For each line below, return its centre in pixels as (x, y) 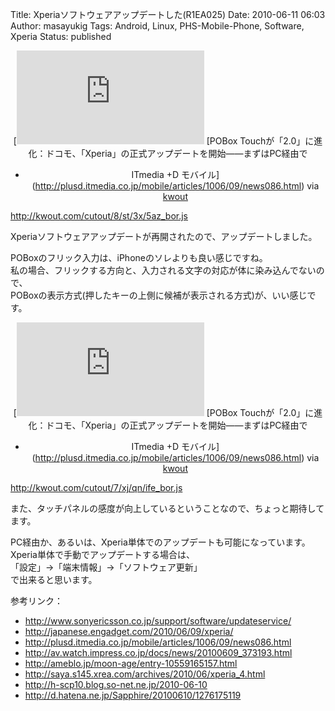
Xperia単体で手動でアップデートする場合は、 (102, 554)
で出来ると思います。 (54, 579)
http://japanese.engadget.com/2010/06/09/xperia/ (129, 631)
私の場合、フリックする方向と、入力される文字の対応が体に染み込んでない (163, 270)
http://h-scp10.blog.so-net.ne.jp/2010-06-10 (116, 684)
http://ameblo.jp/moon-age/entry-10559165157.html (131, 663)
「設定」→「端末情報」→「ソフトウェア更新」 (106, 567)
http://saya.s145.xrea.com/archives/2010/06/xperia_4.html (145, 674)
